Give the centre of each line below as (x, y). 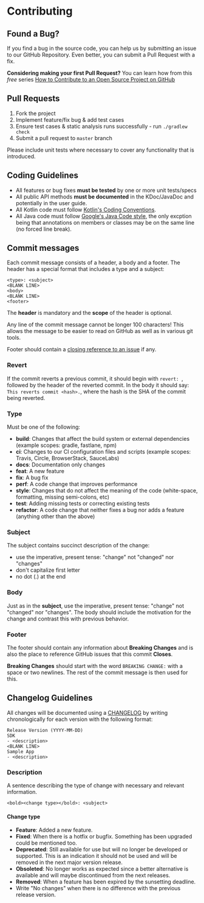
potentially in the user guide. (51, 203)
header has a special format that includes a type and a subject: (86, 269)
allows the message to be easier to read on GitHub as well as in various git (100, 331)
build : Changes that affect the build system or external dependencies (103, 439)
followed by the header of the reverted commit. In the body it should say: (98, 385)
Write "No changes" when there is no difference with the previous (98, 888)
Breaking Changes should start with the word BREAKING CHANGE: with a (95, 666)
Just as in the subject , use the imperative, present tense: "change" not (96, 606)
